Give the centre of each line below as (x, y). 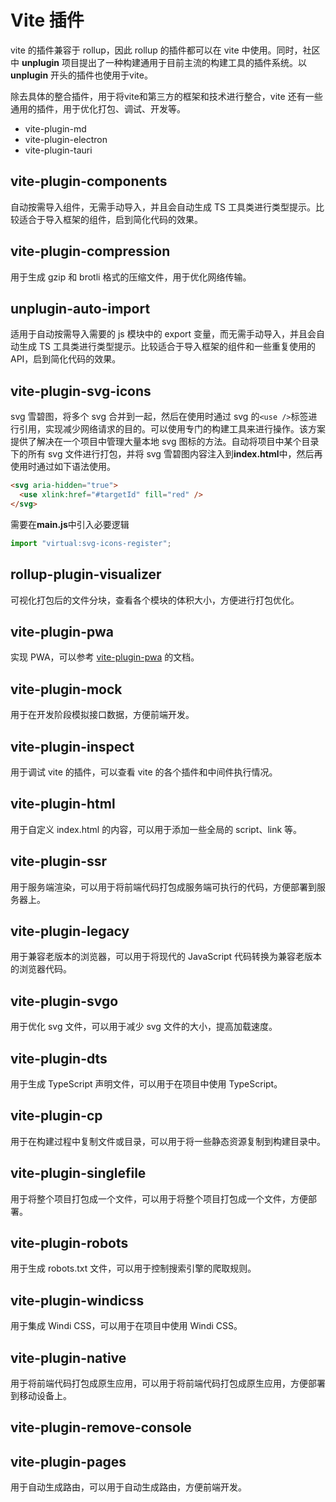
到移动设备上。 (41, 1396)
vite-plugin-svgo (64, 1001)
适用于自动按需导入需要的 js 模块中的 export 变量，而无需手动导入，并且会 (163, 334)
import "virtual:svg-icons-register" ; (91, 543)
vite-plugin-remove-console (101, 1427)
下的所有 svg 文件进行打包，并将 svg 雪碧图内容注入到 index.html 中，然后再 (166, 454)
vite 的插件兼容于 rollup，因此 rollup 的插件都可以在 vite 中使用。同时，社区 (165, 50)
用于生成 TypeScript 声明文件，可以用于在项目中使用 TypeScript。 (146, 1084)
